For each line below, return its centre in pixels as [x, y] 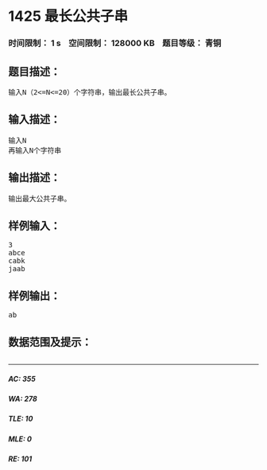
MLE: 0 [20, 439]
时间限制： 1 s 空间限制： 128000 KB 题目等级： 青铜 [115, 43]
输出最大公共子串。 [40, 198]
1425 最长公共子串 [68, 16]
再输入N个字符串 [35, 150]
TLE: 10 [21, 419]
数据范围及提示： [50, 342]
